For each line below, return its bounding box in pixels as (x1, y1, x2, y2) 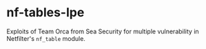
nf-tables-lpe (6, 5, 85, 20)
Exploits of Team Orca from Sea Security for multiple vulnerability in (6, 27, 199, 35)
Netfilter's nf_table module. (6, 34, 85, 42)
